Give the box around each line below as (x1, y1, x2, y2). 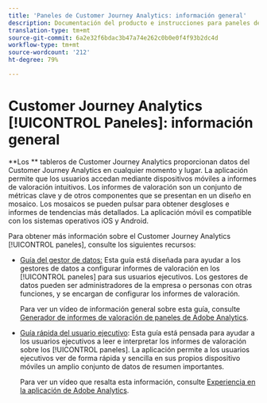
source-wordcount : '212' (8, 48, 91, 56)
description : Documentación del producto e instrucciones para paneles (8, 19, 250, 27)
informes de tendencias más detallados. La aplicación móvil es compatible (8, 207, 252, 217)
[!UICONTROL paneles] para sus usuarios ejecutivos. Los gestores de (19, 271, 249, 282)
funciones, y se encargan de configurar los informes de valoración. (19, 289, 241, 298)
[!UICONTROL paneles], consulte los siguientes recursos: (8, 240, 196, 249)
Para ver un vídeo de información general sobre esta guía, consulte (19, 304, 241, 313)
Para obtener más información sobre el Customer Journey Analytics (8, 231, 231, 240)
